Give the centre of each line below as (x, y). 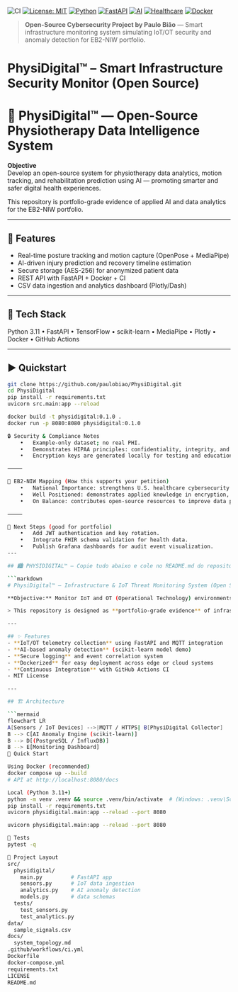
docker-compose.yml (36, 963)
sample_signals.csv (42, 930)
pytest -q (22, 845)
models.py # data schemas (68, 897)
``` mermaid (23, 715)
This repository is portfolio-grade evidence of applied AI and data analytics (117, 202)
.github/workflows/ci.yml (45, 949)
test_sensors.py (44, 910)
